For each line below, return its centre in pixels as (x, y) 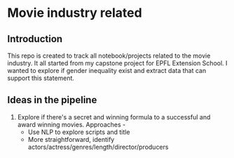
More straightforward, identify (71, 139)
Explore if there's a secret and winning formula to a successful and (114, 117)
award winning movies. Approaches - (71, 124)
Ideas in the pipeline (52, 100)
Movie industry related (75, 13)
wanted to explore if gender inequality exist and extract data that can (107, 71)
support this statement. (41, 78)
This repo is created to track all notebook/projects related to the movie (109, 55)
